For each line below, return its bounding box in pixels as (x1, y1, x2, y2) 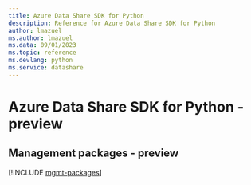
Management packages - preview (8, 147, 179, 160)
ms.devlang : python (8, 57, 73, 65)
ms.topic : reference (8, 49, 77, 57)
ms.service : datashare (8, 64, 84, 72)
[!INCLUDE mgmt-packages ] (8, 167, 102, 177)
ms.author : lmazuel (8, 33, 73, 42)
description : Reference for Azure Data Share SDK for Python (8, 19, 216, 27)
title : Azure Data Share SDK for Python (8, 11, 145, 20)
